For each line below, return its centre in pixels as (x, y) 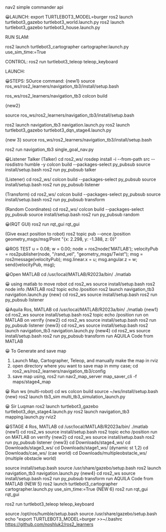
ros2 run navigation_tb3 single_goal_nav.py (49, 149)
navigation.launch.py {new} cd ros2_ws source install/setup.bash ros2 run (81, 294)
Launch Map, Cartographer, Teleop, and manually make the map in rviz (85, 360)
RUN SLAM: (17, 37)
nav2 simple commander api (34, 7)
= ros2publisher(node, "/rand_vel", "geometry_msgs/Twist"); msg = (74, 254)
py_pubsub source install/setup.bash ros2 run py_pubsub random (72, 214)
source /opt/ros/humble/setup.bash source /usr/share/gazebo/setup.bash (81, 514)
